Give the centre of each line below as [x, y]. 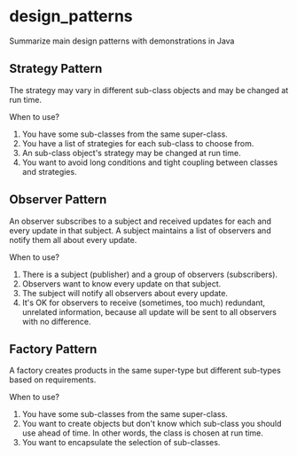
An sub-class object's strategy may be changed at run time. [131, 153]
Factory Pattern [53, 349]
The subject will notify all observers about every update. [125, 293]
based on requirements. [53, 380]
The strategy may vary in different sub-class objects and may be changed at [149, 90]
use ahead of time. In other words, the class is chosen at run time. [143, 433]
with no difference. [56, 321]
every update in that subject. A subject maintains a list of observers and [141, 230]
